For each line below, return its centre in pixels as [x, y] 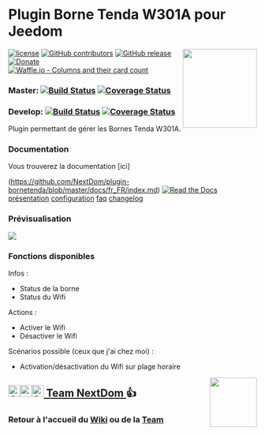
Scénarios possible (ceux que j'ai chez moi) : [81, 351]
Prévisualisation [40, 219]
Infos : [19, 273]
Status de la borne [50, 289]
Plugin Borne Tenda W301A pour [117, 15]
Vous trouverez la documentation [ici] [69, 167]
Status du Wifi [43, 297]
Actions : [22, 313]
